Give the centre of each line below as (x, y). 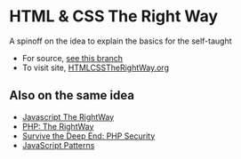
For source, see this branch (72, 58)
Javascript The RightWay (68, 116)
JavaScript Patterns (58, 145)
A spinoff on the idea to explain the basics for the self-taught (121, 41)
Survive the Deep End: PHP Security (88, 136)
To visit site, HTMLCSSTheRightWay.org (95, 68)
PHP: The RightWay (58, 126)
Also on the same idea (72, 95)
